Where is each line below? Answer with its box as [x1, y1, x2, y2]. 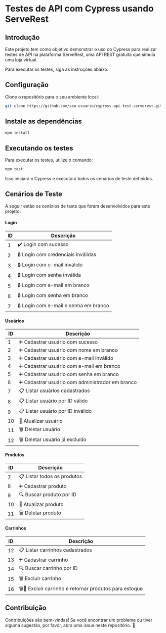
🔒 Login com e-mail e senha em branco [17, 302, 110, 309]
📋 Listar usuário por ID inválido [19, 408, 92, 415]
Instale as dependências [5, 117, 83, 126]
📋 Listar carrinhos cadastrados [19, 546, 92, 553]
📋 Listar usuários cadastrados [19, 387, 90, 394]
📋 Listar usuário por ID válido [19, 397, 88, 404]
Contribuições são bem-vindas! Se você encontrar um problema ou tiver [5, 617, 153, 623]
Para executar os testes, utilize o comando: [5, 157, 93, 163]
